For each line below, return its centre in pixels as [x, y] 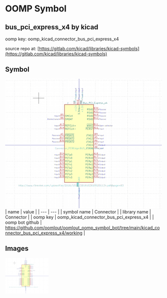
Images [17, 248]
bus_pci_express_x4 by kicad [52, 27]
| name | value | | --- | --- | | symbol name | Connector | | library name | [78, 211]
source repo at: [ [22, 49]
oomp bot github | [24, 222]
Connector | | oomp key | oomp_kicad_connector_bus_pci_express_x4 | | [80, 217]
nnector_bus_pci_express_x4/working [44, 233]
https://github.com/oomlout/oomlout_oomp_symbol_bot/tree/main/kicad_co [83, 227]
